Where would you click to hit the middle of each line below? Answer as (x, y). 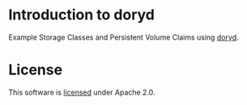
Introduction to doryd (82, 15)
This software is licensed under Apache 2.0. (82, 92)
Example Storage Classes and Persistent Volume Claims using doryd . (123, 37)
